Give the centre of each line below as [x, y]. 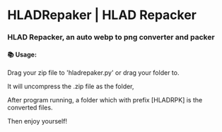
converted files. [30, 108]
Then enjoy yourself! [37, 121]
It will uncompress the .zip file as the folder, [71, 86]
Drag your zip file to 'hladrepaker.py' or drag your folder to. [93, 73]
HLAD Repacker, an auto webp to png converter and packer [111, 37]
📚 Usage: [22, 54]
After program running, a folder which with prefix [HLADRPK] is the [105, 100]
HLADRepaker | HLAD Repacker [102, 15]
